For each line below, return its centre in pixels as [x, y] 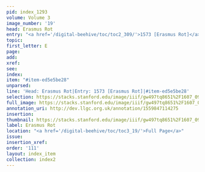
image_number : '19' [31, 23]
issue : [15, 137]
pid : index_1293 [27, 12]
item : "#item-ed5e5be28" [38, 80]
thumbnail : [20, 120]
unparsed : [19, 86]
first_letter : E [27, 46]
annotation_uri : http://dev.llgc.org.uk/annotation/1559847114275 [92, 108]
